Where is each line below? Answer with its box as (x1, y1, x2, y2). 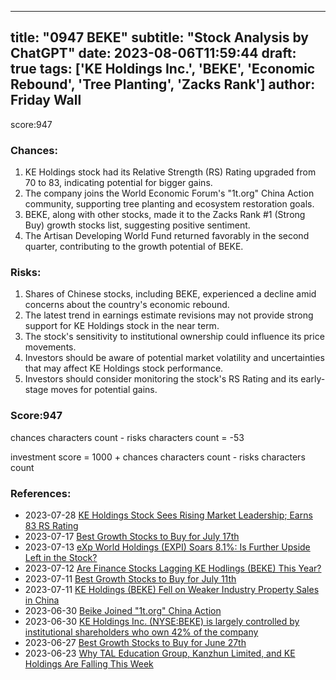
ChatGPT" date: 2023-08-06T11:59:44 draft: (10, 45, 297, 62)
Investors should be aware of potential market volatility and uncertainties (24, 352, 325, 364)
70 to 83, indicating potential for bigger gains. (24, 177, 213, 189)
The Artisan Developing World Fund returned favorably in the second (24, 230, 310, 242)
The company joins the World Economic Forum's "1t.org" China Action (24, 187, 315, 200)
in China (24, 594, 60, 606)
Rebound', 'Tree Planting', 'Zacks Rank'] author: (10, 76, 316, 93)
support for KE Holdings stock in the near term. (24, 320, 220, 332)
